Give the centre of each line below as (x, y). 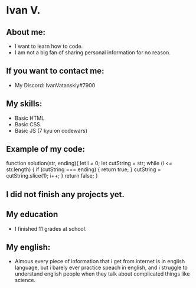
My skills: (24, 104)
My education (32, 215)
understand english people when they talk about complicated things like (102, 274)
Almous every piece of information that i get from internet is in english (99, 261)
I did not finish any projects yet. (66, 194)
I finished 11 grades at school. (50, 228)
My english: (28, 248)
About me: (26, 32)
